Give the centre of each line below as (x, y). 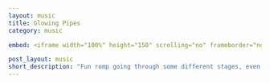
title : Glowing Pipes (45, 23)
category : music (35, 30)
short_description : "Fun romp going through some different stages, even (135, 67)
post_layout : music (41, 59)
